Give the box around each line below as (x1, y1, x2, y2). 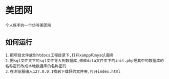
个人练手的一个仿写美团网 (5, 22, 51, 28)
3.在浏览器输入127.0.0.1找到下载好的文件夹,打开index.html (5, 69, 121, 74)
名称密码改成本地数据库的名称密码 (5, 63, 67, 69)
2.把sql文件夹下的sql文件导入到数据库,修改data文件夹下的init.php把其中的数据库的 (5, 58, 164, 63)
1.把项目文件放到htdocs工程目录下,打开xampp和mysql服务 (5, 52, 114, 58)
